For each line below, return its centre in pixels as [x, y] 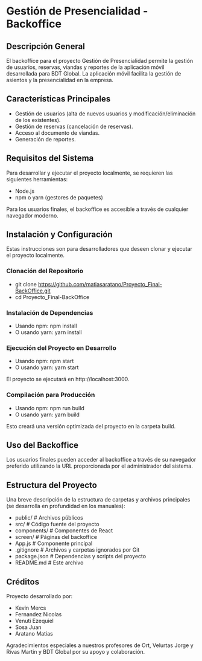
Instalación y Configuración [59, 235]
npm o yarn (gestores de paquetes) [59, 197]
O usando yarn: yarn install [49, 332]
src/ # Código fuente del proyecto [57, 524]
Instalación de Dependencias [50, 312]
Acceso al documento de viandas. [57, 133]
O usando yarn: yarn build [47, 414]
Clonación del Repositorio [45, 271]
